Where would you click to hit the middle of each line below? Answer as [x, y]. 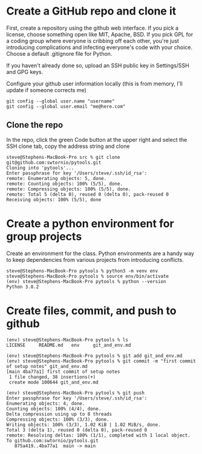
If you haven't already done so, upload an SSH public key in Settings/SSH [98, 65]
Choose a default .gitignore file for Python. [59, 53]
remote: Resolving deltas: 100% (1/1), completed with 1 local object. [98, 435]
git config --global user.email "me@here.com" [66, 106]
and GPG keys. [25, 72]
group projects [44, 236]
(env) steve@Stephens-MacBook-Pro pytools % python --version [86, 281]
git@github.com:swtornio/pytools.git [54, 162]
